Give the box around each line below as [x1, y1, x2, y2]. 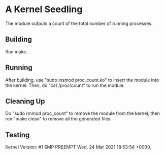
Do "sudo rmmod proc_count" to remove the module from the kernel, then [5, 110, 160, 116]
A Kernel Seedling [5, 4, 83, 15]
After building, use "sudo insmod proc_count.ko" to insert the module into [5, 77, 159, 83]
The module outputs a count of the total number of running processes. [5, 20, 153, 26]
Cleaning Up [5, 97, 45, 105]
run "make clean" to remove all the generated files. [5, 116, 112, 122]
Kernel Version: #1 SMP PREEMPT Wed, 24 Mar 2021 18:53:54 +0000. [5, 144, 151, 150]
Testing [5, 131, 30, 139]
